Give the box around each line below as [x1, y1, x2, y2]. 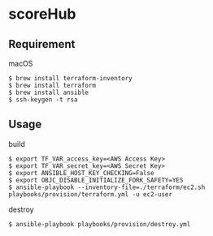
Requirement [8, 37, 76, 51]
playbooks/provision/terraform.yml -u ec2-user [8, 190, 173, 199]
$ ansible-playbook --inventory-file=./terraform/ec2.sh [8, 183, 206, 191]
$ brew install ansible [8, 88, 89, 97]
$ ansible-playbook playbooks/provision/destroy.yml [8, 220, 191, 228]
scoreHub [8, 5, 76, 24]
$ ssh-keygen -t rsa [8, 96, 79, 104]
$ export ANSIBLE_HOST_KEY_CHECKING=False [8, 169, 154, 177]
